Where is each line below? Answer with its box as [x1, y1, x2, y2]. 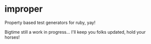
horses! [4, 34, 20, 40]
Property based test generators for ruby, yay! [4, 20, 96, 25]
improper [4, 3, 43, 15]
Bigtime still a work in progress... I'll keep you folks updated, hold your [4, 29, 146, 35]
